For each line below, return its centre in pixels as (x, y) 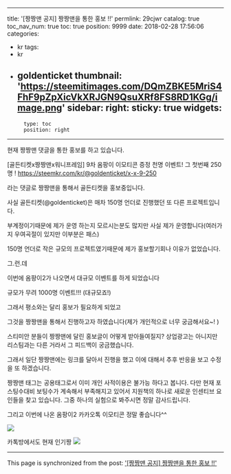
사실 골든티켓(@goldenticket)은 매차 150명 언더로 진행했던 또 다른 (96, 202)
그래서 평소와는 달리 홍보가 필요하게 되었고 (64, 307)
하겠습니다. (36, 368)
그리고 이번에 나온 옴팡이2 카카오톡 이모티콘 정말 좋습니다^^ (87, 414)
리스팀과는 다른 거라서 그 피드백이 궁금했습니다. (70, 345)
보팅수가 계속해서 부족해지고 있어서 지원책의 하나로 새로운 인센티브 (126, 391)
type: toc (37, 124)
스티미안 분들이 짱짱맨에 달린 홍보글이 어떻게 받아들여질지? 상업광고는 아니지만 (112, 336)
